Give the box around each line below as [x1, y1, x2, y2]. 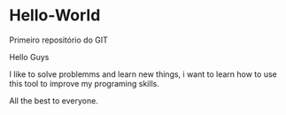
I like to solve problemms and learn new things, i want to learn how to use [9, 68, 277, 80]
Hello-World [9, 5, 101, 26]
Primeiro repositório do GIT [9, 34, 108, 45]
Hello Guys [9, 51, 50, 62]
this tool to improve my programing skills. [9, 78, 159, 88]
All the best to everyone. [9, 95, 99, 106]
